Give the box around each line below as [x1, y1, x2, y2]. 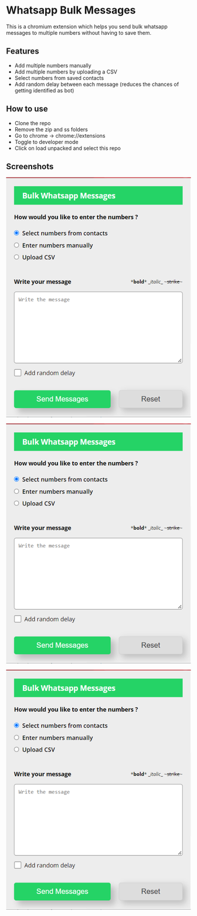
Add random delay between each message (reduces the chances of [14, 81, 179, 88]
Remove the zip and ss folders [14, 126, 88, 133]
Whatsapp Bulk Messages [6, 4, 136, 17]
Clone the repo [14, 119, 51, 126]
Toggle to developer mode [14, 138, 79, 145]
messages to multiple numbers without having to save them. [6, 29, 151, 36]
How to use [6, 104, 48, 114]
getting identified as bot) [14, 86, 74, 94]
